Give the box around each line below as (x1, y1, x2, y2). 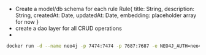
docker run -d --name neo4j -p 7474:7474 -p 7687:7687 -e (6, 43, 158, 49)
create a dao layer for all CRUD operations (15, 24, 123, 32)
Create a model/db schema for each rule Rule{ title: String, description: (15, 5, 195, 12)
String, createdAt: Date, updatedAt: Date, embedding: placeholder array (15, 12, 197, 19)
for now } (15, 18, 39, 25)
